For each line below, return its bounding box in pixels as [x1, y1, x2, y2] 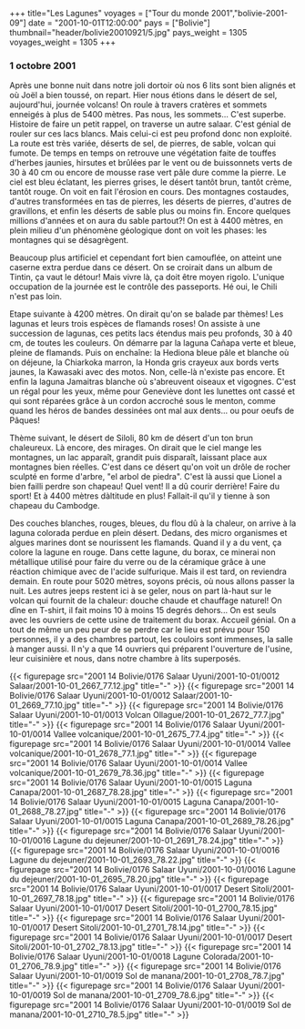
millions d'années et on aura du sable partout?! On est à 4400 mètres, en [9, 216, 284, 227]
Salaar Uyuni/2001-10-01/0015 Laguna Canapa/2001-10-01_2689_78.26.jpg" [9, 816, 294, 827]
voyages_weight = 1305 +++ [9, 36, 117, 47]
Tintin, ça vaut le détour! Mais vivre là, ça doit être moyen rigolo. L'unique [9, 272, 285, 283]
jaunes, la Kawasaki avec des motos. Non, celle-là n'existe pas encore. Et [9, 367, 285, 378]
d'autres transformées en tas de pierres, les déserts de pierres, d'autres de [9, 196, 292, 207]
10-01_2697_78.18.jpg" [9, 893, 92, 904]
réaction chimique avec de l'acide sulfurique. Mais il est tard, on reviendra [9, 566, 287, 577]
